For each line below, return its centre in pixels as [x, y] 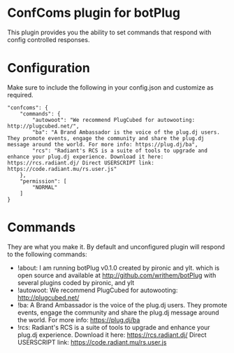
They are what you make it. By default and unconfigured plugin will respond [116, 247]
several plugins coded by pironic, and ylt [76, 282]
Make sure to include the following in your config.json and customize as [111, 87]
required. [20, 95]
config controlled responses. [49, 39]
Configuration [49, 68]
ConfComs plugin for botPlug [94, 13]
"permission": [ [44, 181]
